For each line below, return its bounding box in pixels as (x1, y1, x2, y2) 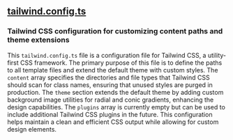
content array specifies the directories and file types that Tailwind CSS (7, 73, 211, 81)
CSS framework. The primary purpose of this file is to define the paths (20, 59, 223, 67)
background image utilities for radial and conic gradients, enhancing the (7, 95, 214, 104)
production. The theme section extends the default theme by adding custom (7, 88, 224, 96)
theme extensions (7, 35, 70, 45)
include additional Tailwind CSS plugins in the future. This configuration (7, 110, 213, 118)
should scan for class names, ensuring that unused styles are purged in (7, 80, 213, 89)
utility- (207, 51, 227, 59)
